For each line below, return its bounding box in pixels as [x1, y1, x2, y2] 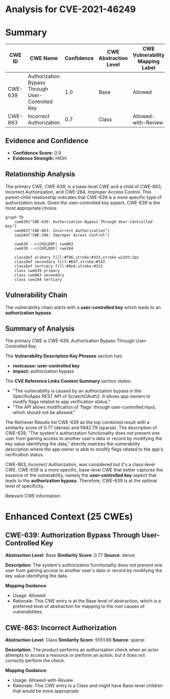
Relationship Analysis [5, 170, 75, 179]
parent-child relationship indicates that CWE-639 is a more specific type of [5, 194, 162, 200]
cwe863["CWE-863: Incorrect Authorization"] [14, 228, 110, 233]
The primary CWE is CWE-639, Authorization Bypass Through [5, 338, 135, 344]
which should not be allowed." [12, 410, 76, 416]
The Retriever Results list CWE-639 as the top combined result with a [5, 419, 150, 425]
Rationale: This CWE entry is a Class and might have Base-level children [12, 683, 163, 689]
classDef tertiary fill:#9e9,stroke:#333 [14, 263, 103, 269]
